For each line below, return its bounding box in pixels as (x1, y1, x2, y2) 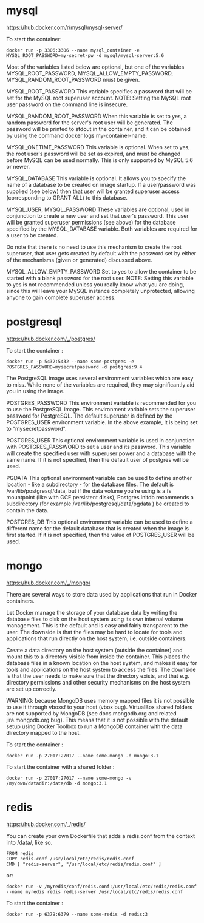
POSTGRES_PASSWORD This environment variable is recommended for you (6, 399, 196, 407)
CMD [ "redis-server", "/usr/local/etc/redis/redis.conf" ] (6, 861, 162, 867)
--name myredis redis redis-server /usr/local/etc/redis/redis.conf (6, 888, 183, 895)
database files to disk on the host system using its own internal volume (6, 615, 183, 623)
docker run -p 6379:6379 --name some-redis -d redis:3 (6, 911, 148, 917)
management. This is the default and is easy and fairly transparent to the (6, 621, 188, 629)
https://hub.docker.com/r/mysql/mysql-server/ (6, 24, 123, 31)
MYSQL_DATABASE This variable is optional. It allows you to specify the (6, 174, 186, 182)
